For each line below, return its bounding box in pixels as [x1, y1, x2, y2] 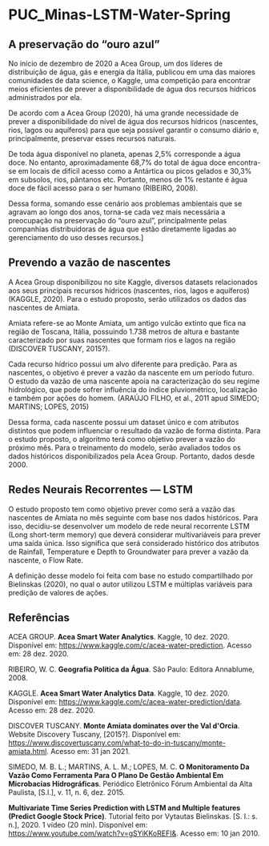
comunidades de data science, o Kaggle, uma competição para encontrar [8, 76, 251, 85]
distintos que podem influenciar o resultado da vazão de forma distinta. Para [8, 426, 261, 435]
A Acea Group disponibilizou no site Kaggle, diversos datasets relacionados [8, 277, 258, 287]
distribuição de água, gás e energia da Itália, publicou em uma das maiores [8, 67, 256, 77]
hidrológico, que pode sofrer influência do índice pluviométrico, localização [8, 384, 258, 394]
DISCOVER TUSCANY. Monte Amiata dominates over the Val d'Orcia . [8, 721, 240, 731]
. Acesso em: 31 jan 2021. [46, 747, 130, 756]
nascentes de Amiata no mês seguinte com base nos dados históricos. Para [8, 512, 259, 522]
